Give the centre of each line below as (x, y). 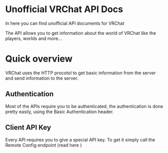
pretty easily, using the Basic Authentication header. (59, 112)
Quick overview (39, 59)
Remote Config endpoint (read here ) (44, 145)
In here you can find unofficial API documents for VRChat (65, 23)
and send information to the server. (42, 78)
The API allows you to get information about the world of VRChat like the (81, 33)
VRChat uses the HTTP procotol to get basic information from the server (80, 73)
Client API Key (28, 127)
